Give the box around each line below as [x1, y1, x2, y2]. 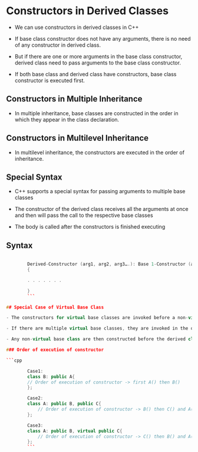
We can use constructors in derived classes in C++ [14, 24, 139, 31]
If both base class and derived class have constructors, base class [14, 70, 177, 77]
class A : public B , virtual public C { [27, 428, 123, 434]
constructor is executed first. [14, 77, 85, 84]
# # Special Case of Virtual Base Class [6, 304, 104, 310]
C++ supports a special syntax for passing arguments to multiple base [14, 188, 186, 195]
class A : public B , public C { [27, 401, 101, 407]
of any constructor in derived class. [14, 41, 101, 48]
